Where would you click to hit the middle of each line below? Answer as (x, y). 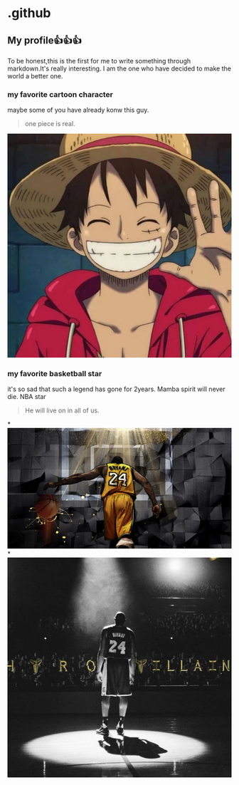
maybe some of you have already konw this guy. (78, 110)
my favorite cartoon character (60, 94)
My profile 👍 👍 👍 (44, 40)
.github (29, 13)
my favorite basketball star (55, 373)
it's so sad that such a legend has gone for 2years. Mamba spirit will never (116, 389)
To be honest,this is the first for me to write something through (99, 61)
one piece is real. (50, 124)
